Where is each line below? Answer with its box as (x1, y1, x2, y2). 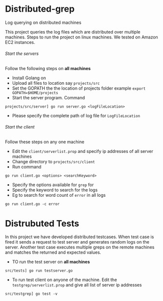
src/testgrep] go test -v (5, 291, 57, 297)
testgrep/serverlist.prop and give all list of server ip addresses (12, 282, 142, 288)
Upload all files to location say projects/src (12, 80, 100, 86)
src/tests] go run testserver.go (5, 268, 73, 273)
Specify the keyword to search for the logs (12, 187, 98, 193)
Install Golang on (12, 75, 46, 81)
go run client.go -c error (5, 202, 60, 207)
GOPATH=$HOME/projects (12, 91, 58, 95)
